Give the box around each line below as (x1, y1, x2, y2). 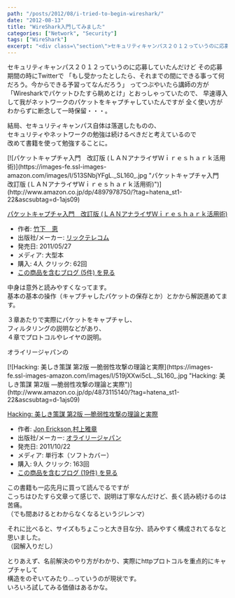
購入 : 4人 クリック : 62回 (17, 259, 87, 268)
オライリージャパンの (7, 348, 69, 356)
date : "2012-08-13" (7, 17, 64, 24)
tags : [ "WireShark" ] (7, 36, 68, 43)
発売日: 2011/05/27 (17, 242, 72, 250)
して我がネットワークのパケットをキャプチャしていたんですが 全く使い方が (7, 98, 223, 106)
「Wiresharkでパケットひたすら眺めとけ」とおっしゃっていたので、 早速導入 (7, 89, 228, 97)
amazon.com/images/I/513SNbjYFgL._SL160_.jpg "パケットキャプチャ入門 (7, 171, 219, 179)
